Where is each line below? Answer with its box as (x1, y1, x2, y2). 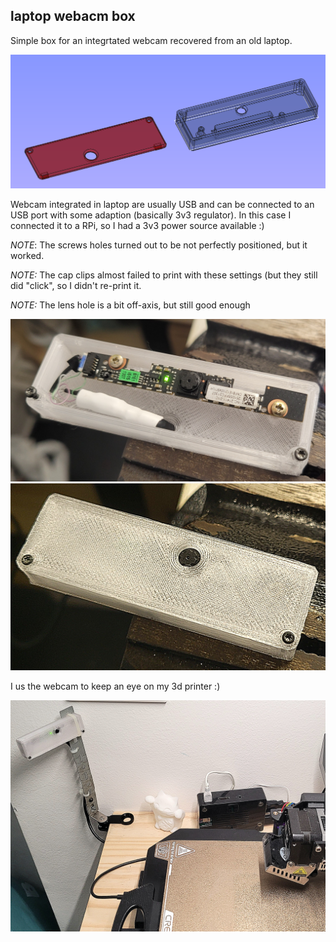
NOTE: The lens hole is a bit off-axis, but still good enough (10, 299, 251, 311)
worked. (10, 249, 45, 261)
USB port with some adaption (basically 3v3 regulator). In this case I (10, 209, 292, 221)
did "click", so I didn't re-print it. (10, 279, 142, 291)
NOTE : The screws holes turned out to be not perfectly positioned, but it (10, 239, 308, 251)
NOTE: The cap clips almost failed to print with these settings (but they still (10, 269, 318, 281)
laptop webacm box (10, 8, 136, 25)
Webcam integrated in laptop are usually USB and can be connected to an (10, 198, 315, 210)
